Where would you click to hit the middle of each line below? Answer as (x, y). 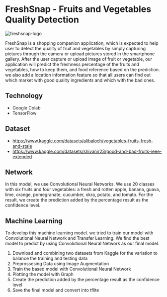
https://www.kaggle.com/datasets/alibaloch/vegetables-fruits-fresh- (83, 141)
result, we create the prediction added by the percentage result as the (77, 200)
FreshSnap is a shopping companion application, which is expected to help (82, 43)
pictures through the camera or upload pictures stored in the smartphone (80, 54)
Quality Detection (42, 20)
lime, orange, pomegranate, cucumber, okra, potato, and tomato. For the (79, 195)
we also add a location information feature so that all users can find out (78, 75)
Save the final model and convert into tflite (56, 290)
